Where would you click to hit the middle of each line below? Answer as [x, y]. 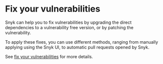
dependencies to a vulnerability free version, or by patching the [69, 27]
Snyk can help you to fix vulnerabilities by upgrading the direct [68, 22]
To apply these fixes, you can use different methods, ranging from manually [82, 42]
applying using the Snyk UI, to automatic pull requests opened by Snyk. [77, 47]
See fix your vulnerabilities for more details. [49, 56]
